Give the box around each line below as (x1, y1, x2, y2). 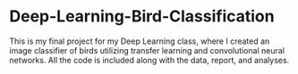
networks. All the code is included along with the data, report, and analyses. (9, 54, 290, 65)
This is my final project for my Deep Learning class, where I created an (9, 36, 270, 46)
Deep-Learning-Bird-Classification (9, 6, 275, 27)
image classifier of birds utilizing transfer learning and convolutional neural (9, 45, 285, 55)
